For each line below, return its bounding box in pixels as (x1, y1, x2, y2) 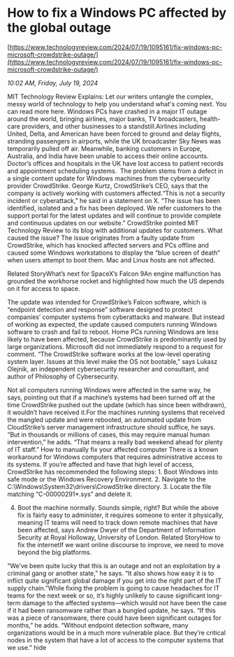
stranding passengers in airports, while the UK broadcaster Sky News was (7, 136, 221, 145)
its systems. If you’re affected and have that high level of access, (7, 460, 194, 468)
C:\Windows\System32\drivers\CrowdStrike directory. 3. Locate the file (7, 482, 212, 490)
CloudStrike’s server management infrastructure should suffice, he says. (7, 423, 215, 431)
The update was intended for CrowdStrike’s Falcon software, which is (7, 297, 207, 306)
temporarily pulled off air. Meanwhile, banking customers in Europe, (7, 144, 203, 153)
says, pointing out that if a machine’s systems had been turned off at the (7, 393, 215, 402)
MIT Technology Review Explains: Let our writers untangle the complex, (7, 92, 214, 101)
